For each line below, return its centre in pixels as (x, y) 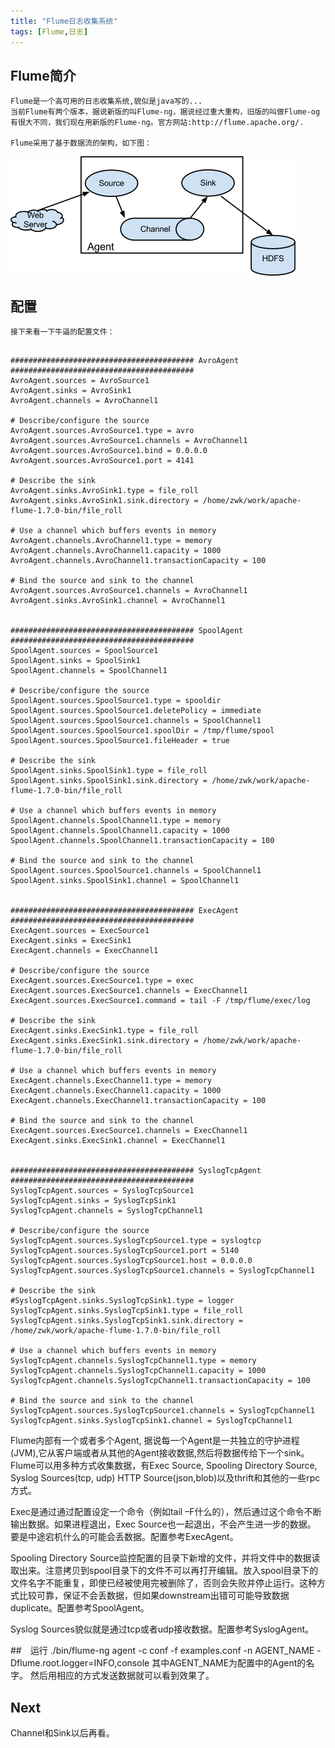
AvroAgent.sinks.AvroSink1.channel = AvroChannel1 (118, 601)
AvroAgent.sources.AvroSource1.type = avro (102, 431)
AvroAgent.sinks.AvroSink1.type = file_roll (104, 491)
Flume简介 (43, 75)
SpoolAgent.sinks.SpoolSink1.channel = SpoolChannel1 (125, 881)
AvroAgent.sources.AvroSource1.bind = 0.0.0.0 (109, 451)
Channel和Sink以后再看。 (62, 1732)
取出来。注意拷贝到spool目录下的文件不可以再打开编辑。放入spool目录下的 (164, 1571)
